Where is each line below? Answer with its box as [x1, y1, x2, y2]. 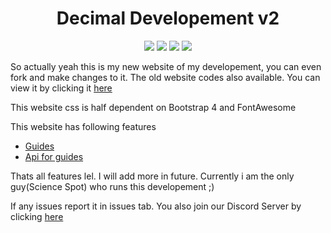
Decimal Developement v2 [56, 7, 280, 30]
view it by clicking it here [10, 82, 113, 94]
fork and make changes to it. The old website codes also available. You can [10, 71, 321, 83]
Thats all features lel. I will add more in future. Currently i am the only [10, 170, 295, 182]
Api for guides [24, 150, 84, 162]
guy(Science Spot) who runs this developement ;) [10, 180, 215, 192]
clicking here [10, 210, 64, 222]
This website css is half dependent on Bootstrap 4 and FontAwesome [10, 101, 297, 113]
